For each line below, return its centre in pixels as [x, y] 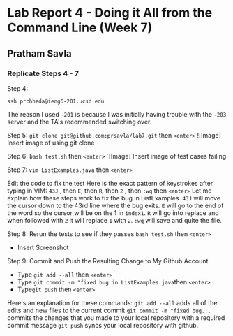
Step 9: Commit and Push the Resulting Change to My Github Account [108, 261]
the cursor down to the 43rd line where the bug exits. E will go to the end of [115, 205]
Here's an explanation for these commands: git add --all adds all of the [112, 302]
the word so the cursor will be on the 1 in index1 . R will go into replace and [113, 213]
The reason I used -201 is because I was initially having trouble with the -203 [117, 114]
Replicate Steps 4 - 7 [43, 73]
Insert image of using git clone [51, 143]
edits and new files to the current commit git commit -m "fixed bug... [109, 310]
